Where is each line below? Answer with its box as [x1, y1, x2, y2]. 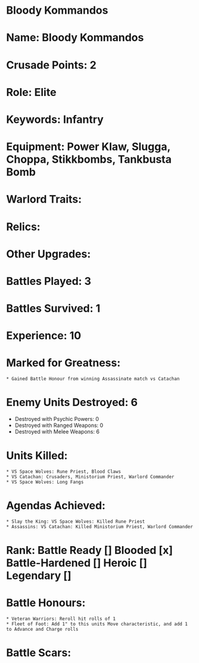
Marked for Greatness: [6, 356, 121, 370]
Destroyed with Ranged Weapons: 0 [14, 422, 104, 429]
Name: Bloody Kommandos [6, 31, 144, 45]
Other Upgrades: [6, 247, 91, 261]
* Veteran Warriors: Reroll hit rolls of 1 [6, 616, 116, 622]
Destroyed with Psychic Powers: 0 [14, 416, 99, 423]
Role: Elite [6, 85, 57, 99]
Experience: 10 [6, 329, 82, 343]
